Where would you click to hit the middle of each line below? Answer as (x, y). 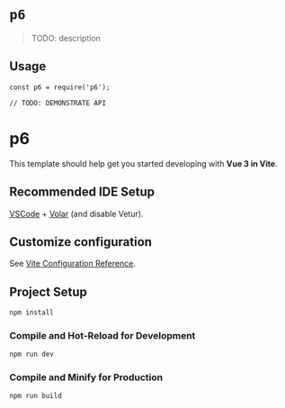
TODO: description (66, 38)
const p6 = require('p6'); (60, 87)
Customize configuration (81, 242)
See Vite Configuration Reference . (73, 264)
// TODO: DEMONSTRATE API (58, 103)
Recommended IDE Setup (82, 192)
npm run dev (31, 354)
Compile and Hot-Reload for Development (102, 335)
